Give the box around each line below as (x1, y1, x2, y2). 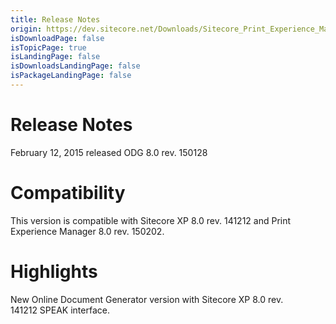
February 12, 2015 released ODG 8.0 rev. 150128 (10, 146, 208, 158)
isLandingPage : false (10, 52, 101, 62)
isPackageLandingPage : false (10, 71, 132, 81)
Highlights (10, 260, 98, 283)
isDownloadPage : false (10, 33, 105, 43)
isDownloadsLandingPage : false (10, 61, 141, 71)
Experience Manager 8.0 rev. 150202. (10, 225, 165, 237)
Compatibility (10, 182, 126, 204)
